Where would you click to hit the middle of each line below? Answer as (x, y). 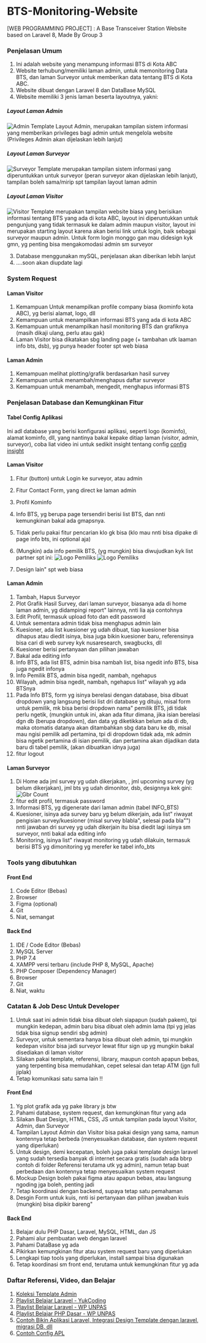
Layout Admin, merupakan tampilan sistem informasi (122, 127)
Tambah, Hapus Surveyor (48, 597)
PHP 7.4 (26, 958)
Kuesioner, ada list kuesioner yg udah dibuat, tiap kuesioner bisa (97, 630)
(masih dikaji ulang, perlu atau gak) (60, 333)
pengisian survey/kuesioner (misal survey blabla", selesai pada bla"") (103, 821)
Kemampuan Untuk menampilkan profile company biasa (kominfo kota (105, 307)
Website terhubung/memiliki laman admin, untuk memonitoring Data (101, 71)
